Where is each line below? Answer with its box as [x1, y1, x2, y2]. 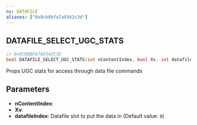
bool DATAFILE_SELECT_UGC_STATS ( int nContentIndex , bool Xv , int [6, 57, 169, 63]
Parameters [6, 85, 50, 94]
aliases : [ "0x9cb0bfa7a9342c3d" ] [6, 14, 88, 20]
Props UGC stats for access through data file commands [6, 67, 142, 75]
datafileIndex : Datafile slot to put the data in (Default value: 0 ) [14, 112, 165, 119]
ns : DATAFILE [6, 8, 38, 15]
